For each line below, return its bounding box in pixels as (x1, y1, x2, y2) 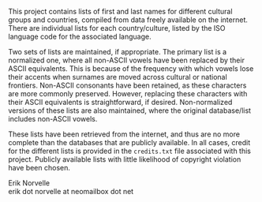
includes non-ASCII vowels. (8, 114, 98, 123)
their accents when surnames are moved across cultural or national (8, 73, 227, 81)
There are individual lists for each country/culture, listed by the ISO (8, 24, 226, 32)
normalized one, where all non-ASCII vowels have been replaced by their (8, 55, 245, 65)
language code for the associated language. (8, 32, 152, 41)
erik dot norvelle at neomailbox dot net (8, 187, 134, 196)
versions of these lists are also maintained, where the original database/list (8, 106, 251, 115)
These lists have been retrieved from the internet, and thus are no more (8, 129, 241, 139)
